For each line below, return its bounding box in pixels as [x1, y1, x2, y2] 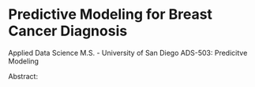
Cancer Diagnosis [8, 22, 128, 40]
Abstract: [8, 71, 38, 81]
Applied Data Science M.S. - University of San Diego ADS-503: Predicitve [8, 48, 248, 57]
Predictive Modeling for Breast [8, 5, 213, 24]
